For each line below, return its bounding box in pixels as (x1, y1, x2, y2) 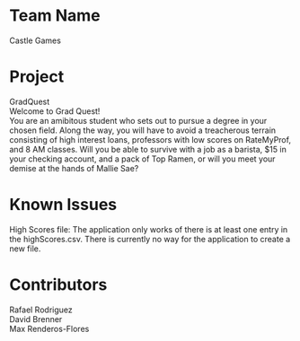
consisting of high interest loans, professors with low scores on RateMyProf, (9, 134, 292, 144)
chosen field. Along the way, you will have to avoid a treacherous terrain (9, 125, 277, 136)
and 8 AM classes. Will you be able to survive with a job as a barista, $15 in (9, 144, 287, 154)
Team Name (9, 5, 101, 26)
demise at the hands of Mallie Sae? (9, 162, 139, 173)
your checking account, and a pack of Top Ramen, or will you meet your (9, 153, 276, 164)
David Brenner (9, 313, 63, 324)
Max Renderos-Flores (9, 323, 90, 334)
